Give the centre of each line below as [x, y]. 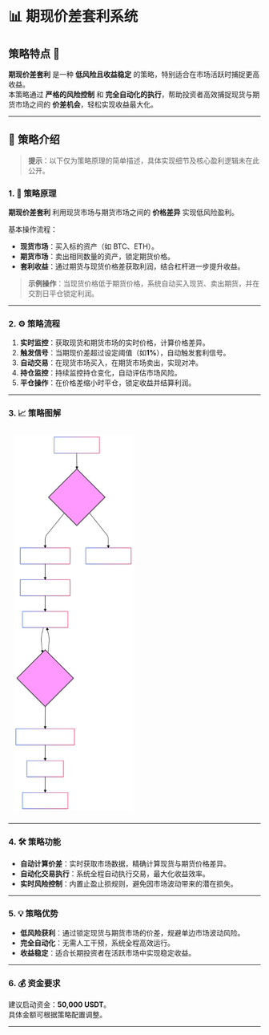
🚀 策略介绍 [34, 140]
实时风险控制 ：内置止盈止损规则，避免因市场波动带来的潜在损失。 [128, 883]
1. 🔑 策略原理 [32, 193]
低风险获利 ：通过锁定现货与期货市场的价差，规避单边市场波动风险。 [132, 932]
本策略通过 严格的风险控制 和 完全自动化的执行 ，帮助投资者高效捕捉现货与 [130, 94]
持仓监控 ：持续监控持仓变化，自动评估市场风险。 [100, 373]
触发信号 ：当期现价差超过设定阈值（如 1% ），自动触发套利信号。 [125, 353]
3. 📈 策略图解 [35, 413]
